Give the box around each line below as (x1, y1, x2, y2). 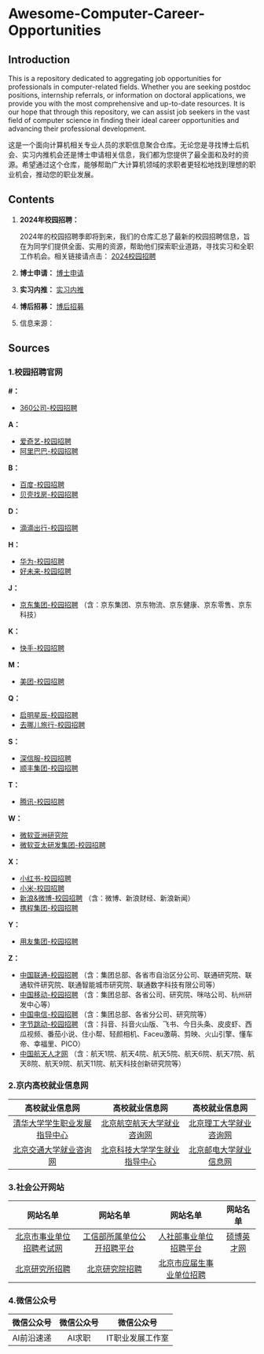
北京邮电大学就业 (188, 1144, 252, 1155)
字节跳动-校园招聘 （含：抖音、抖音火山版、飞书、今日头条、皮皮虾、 (19, 1019, 246, 1029)
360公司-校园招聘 (19, 402, 78, 412)
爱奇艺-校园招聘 (19, 436, 72, 446)
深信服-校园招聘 (19, 753, 72, 762)
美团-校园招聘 (19, 677, 65, 686)
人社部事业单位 (158, 1231, 214, 1242)
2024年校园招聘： (19, 214, 80, 224)
